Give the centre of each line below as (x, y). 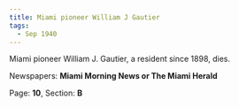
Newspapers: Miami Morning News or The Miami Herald (114, 76)
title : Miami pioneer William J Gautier (85, 17)
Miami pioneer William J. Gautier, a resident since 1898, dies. (119, 59)
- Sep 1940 (37, 34)
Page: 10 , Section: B (46, 93)
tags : (19, 26)
